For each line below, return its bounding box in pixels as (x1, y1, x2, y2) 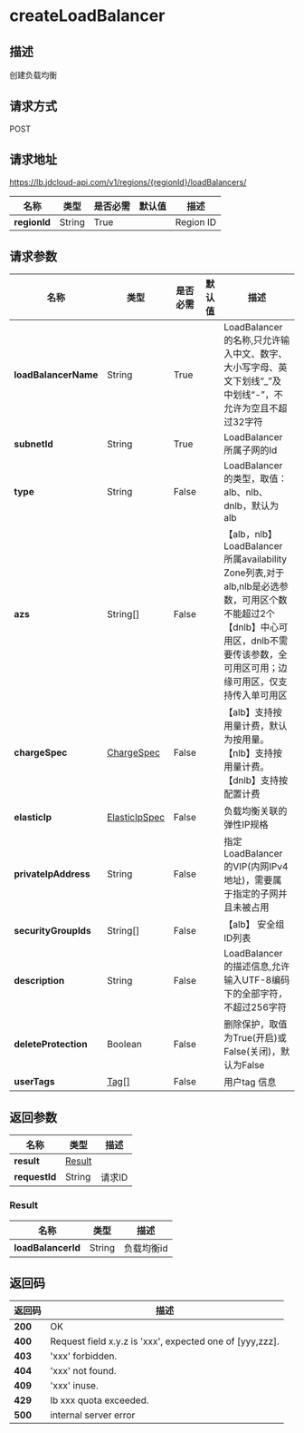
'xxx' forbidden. (50, 1350, 118, 1362)
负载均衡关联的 (223, 805, 288, 818)
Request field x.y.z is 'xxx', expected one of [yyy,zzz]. (50, 1335, 280, 1348)
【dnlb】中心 (223, 621, 279, 633)
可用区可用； (223, 662, 279, 674)
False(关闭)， (223, 1045, 281, 1058)
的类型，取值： (223, 473, 288, 486)
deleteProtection (14, 1038, 88, 1051)
